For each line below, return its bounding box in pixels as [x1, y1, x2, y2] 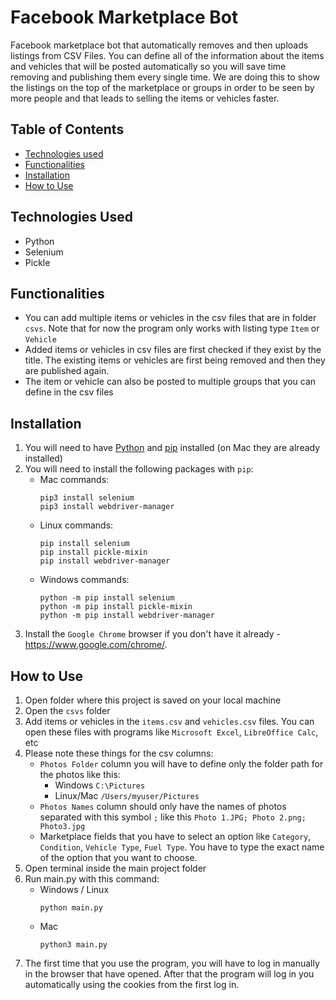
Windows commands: [39, 574, 130, 586]
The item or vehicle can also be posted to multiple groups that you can [24, 376, 317, 388]
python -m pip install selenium [39, 593, 175, 603]
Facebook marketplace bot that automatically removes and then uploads [10, 39, 309, 51]
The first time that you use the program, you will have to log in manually [24, 957, 320, 969]
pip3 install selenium [39, 493, 135, 503]
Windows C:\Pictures [54, 779, 146, 791]
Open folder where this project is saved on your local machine [24, 694, 282, 706]
